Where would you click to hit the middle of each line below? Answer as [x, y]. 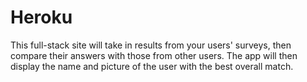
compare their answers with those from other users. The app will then [154, 55]
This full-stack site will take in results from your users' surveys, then [151, 45]
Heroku [41, 17]
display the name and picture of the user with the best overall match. [152, 66]
